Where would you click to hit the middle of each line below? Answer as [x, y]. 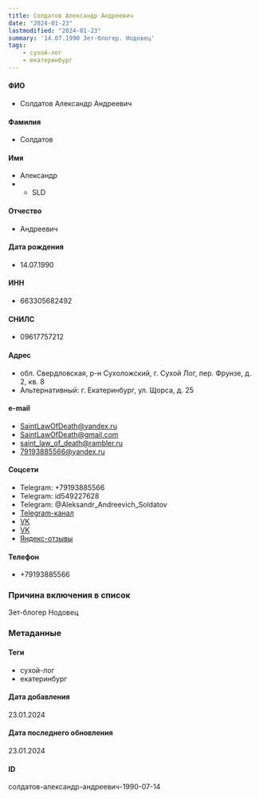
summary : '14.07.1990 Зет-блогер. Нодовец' [82, 38]
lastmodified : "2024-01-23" [55, 30]
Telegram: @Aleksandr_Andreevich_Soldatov [93, 504]
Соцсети [24, 470]
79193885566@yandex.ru [62, 451]
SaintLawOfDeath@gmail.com [69, 434]
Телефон [24, 557]
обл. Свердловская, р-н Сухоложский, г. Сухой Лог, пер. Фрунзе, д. [135, 373]
